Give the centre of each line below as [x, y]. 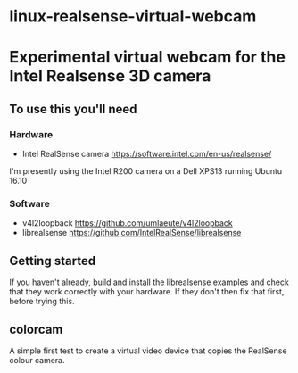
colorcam [36, 329]
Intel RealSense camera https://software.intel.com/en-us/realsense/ [147, 154]
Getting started [53, 261]
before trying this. [42, 302]
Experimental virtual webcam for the [147, 58]
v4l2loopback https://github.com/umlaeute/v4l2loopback [128, 223]
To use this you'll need [73, 109]
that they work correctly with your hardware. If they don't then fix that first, [147, 292]
